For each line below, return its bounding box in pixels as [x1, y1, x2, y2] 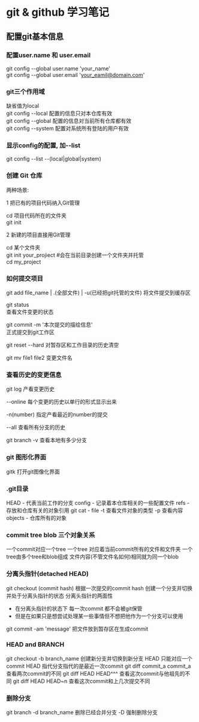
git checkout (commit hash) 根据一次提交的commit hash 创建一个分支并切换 [6, 584, 193, 591]
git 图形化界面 [6, 453, 47, 461]
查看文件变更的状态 [6, 308, 54, 316]
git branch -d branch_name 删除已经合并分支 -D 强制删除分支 [6, 709, 158, 716]
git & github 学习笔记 [6, 5, 110, 19]
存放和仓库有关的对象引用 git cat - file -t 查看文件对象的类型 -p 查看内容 [6, 507, 183, 514]
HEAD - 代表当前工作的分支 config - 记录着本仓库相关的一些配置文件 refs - [6, 499, 190, 506]
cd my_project [6, 258, 41, 265]
